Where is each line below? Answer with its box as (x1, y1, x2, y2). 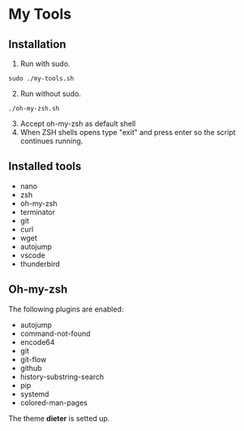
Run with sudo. (19, 59, 71, 68)
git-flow (19, 355, 47, 364)
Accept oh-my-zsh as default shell (19, 119, 136, 128)
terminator (19, 207, 55, 216)
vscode (19, 250, 46, 260)
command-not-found (19, 329, 91, 338)
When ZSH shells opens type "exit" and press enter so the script (19, 128, 237, 137)
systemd (19, 389, 49, 398)
